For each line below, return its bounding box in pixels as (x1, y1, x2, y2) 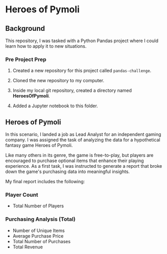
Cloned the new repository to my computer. (12, 77, 105, 84)
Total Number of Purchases (12, 238, 70, 244)
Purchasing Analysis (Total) (5, 216, 76, 223)
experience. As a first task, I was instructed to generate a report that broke (5, 163, 162, 169)
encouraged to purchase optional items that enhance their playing (5, 158, 144, 164)
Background (5, 24, 45, 33)
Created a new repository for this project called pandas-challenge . (12, 68, 152, 74)
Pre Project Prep (5, 55, 46, 63)
